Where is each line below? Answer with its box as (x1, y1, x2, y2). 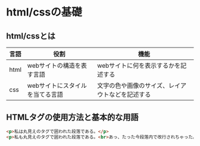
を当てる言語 (27, 90, 64, 99)
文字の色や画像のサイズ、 (97, 81, 168, 90)
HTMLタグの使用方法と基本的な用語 (6, 112, 139, 122)
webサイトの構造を (27, 62, 82, 69)
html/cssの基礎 (6, 5, 82, 19)
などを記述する (109, 90, 151, 99)
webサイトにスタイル (27, 81, 87, 90)
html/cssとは (6, 31, 55, 41)
